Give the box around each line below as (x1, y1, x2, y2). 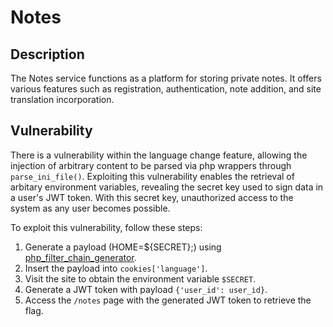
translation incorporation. (10, 94, 115, 105)
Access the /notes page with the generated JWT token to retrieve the (24, 294, 312, 306)
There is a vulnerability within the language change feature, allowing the (10, 149, 308, 161)
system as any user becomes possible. (10, 202, 171, 214)
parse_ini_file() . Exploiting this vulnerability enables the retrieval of (10, 170, 295, 182)
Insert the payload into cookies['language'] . (24, 262, 208, 274)
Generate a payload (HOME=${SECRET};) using (24, 241, 222, 253)
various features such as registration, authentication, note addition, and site (10, 83, 322, 95)
